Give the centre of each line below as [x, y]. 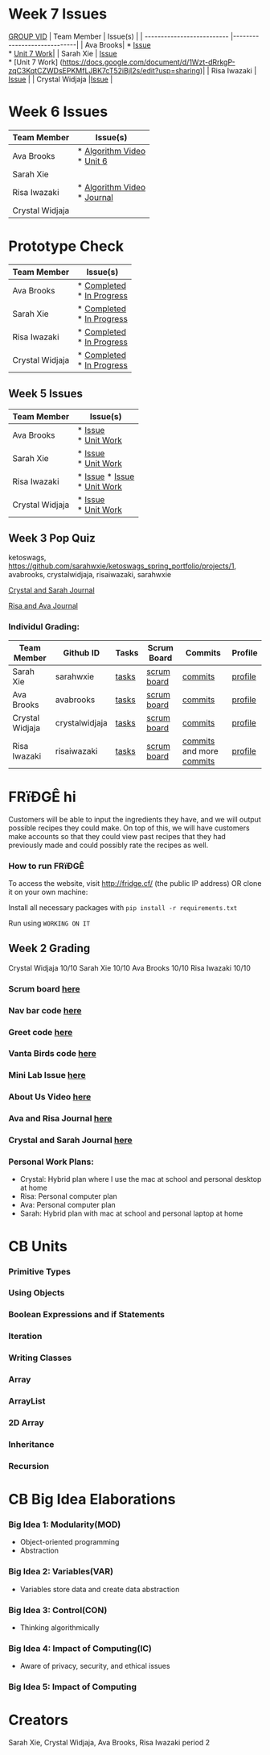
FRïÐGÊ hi [42, 797]
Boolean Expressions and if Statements [86, 1315]
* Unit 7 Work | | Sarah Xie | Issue [63, 53]
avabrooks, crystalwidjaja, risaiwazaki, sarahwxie [90, 575]
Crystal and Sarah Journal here [70, 1140]
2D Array [26, 1423]
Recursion [29, 1466]
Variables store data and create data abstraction [100, 1589]
